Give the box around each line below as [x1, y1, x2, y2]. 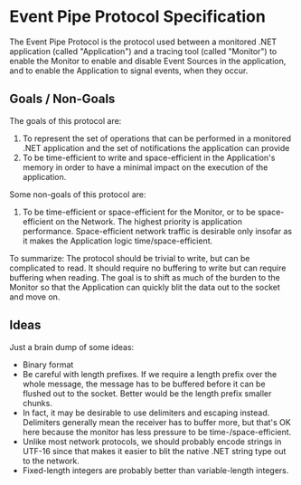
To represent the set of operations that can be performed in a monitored [22, 133, 292, 144]
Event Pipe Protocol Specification [9, 6, 267, 27]
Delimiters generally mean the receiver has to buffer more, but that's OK [22, 416, 291, 427]
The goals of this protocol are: [9, 115, 122, 126]
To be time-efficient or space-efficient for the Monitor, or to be [22, 206, 256, 217]
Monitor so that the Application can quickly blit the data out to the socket [9, 281, 280, 292]
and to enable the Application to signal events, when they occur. [9, 65, 249, 76]
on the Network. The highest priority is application [55, 215, 242, 227]
